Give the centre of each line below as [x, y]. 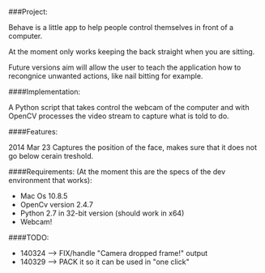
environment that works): [50, 180]
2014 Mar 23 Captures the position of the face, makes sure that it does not [133, 147]
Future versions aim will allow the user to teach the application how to [125, 67]
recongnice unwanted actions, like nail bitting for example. [106, 76]
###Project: [28, 12]
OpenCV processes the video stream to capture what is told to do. [119, 116]
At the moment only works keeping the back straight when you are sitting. [132, 51]
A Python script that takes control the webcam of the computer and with [129, 107]
